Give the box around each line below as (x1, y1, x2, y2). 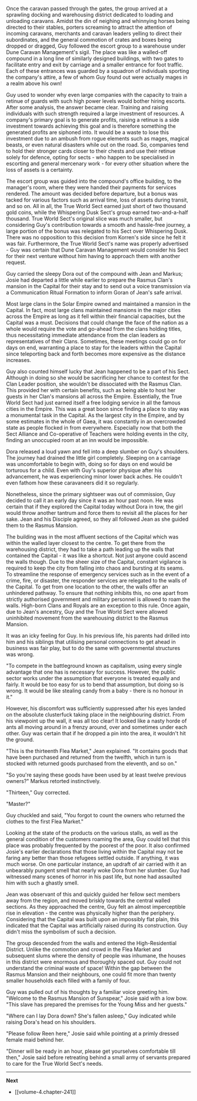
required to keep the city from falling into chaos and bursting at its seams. (6, 564, 185, 571)
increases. (6, 357, 31, 363)
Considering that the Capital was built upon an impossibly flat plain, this (6, 916, 179, 922)
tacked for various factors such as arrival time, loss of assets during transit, (6, 196, 189, 203)
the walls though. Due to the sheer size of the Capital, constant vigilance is (6, 558, 186, 565)
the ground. (6, 736, 35, 743)
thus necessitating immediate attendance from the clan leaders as (6, 332, 166, 339)
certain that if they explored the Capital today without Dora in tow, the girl (6, 503, 184, 510)
